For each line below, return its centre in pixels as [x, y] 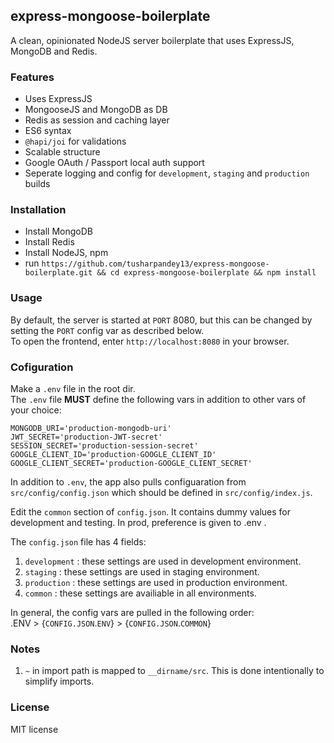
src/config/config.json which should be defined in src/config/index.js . [161, 492]
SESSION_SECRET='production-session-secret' [104, 446]
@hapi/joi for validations [75, 141]
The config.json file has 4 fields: [78, 542]
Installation [38, 210]
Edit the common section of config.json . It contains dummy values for [150, 512]
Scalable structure [62, 152]
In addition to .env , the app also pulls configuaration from [128, 482]
